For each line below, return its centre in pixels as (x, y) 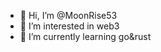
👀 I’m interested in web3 (69, 26)
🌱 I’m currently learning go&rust (85, 36)
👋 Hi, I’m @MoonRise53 (68, 15)
